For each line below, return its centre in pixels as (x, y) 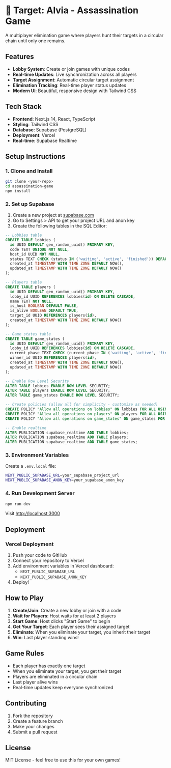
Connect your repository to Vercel (48, 561)
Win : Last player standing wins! (46, 637)
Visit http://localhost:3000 (33, 514)
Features (20, 57)
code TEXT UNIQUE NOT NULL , (40, 249)
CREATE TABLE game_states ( (35, 339)
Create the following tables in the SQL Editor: (60, 226)
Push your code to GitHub (40, 555)
